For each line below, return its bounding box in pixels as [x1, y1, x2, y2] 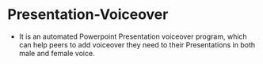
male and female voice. [18, 48, 96, 58]
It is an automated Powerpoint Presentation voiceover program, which [18, 32, 247, 41]
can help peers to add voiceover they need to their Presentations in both [18, 40, 256, 49]
